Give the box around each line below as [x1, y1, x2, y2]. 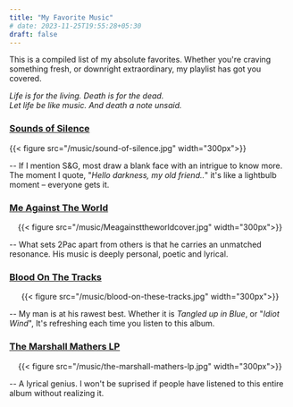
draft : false [9, 30, 58, 38]
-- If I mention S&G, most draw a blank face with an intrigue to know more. [9, 160, 283, 171]
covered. [9, 73, 42, 84]
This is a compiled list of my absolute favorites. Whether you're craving [9, 55, 272, 65]
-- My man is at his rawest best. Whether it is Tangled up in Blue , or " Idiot [9, 309, 280, 319]
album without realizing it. [9, 387, 105, 398]
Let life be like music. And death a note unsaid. [9, 100, 182, 111]
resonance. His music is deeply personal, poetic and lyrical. [9, 248, 229, 259]
